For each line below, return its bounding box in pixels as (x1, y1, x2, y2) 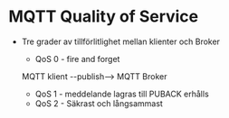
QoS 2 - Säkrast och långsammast (34, 97, 164, 109)
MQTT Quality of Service (8, 6, 199, 27)
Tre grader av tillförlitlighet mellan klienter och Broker (21, 36, 221, 47)
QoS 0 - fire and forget (34, 53, 120, 64)
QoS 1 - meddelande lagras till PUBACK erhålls (34, 88, 209, 99)
